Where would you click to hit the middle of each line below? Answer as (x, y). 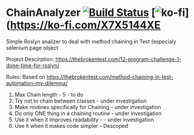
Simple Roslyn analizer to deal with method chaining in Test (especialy (91, 41)
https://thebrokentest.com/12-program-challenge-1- (118, 59)
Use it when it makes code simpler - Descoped (71, 126)
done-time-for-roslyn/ (33, 65)
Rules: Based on (26, 77)
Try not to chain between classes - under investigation (81, 101)
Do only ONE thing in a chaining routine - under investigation (88, 113)
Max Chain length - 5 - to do (49, 94)
